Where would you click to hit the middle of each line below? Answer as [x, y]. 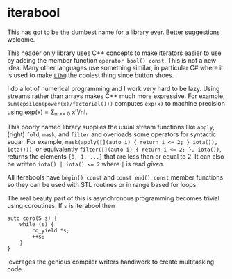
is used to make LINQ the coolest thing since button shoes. [91, 75]
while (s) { [37, 225]
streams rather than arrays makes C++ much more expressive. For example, [116, 96]
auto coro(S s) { [32, 218]
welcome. [21, 39]
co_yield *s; [51, 231]
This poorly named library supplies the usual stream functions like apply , [111, 127]
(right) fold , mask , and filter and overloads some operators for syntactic [112, 134]
